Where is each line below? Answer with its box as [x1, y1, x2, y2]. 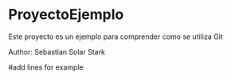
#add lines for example [8, 62, 84, 72]
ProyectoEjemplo [8, 6, 124, 24]
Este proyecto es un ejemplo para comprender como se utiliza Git [8, 32, 223, 41]
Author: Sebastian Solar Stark [8, 47, 106, 56]
